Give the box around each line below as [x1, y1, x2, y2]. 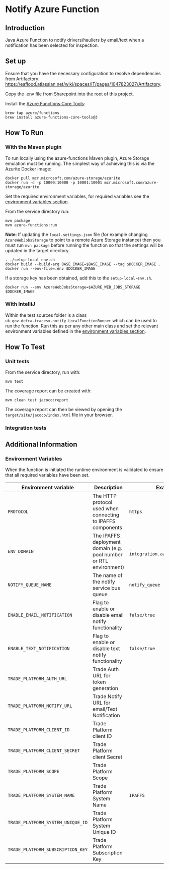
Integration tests [5, 425, 47, 432]
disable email [92, 612, 124, 619]
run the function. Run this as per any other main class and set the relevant [5, 323, 158, 329]
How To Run [5, 129, 44, 137]
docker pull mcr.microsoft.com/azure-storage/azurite [5, 176, 121, 181]
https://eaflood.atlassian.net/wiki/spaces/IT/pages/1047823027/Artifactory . [5, 81, 162, 87]
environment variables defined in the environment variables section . [5, 328, 146, 334]
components [92, 524, 122, 531]
